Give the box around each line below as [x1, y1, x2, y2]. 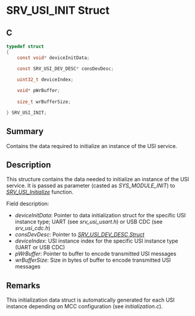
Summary [6, 126, 44, 137]
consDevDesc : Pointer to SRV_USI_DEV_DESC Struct [14, 231, 145, 238]
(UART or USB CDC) [14, 244, 65, 251]
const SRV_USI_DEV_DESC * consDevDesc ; [17, 66, 114, 72]
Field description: [6, 200, 49, 208]
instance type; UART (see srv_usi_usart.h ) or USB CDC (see [14, 218, 163, 226]
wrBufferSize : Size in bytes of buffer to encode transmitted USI [14, 256, 171, 264]
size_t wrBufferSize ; [17, 99, 71, 105]
